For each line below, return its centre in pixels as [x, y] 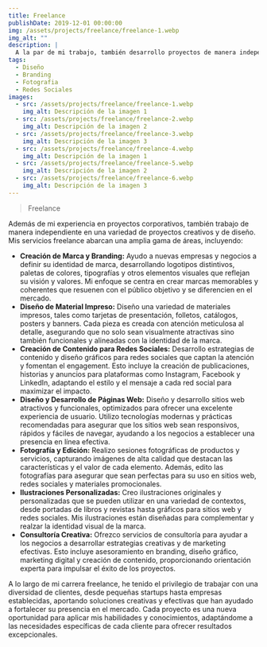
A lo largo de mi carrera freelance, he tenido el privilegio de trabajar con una [133, 583]
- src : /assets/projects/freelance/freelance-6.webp [104, 178]
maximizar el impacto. [56, 391]
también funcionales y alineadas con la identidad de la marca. [121, 340]
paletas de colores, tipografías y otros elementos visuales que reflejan [135, 273]
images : [21, 97]
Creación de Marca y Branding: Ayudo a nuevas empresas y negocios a [138, 256]
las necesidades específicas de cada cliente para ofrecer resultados [120, 626]
